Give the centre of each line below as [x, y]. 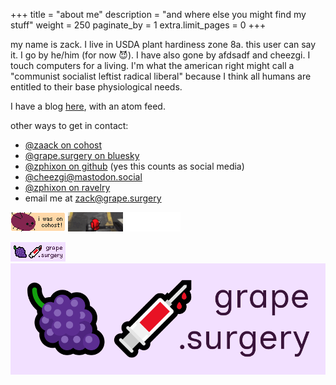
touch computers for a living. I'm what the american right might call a [152, 65]
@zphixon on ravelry [67, 187]
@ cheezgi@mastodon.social [83, 177]
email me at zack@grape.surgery [93, 198]
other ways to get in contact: [69, 125]
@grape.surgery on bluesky [82, 155]
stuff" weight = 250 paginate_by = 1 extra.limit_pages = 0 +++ [138, 25]
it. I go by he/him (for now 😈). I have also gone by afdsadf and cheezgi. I [160, 55]
